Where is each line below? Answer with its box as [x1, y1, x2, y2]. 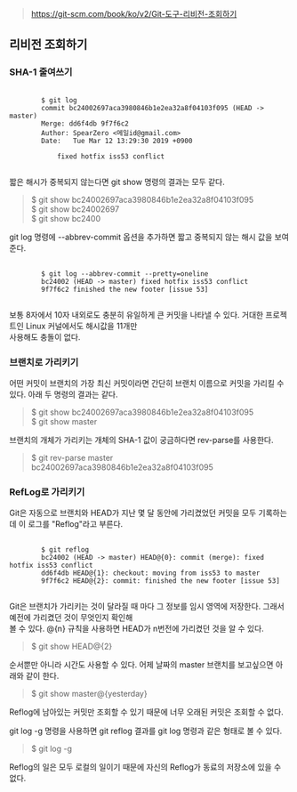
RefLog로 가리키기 [9, 485, 85, 497]
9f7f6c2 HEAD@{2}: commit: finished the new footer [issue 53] [41, 577, 280, 586]
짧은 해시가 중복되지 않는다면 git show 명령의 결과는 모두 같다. [9, 176, 225, 187]
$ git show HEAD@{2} [30, 641, 113, 652]
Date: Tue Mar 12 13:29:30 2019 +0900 [41, 136, 193, 145]
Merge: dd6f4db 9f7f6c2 [41, 119, 129, 128]
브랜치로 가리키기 [9, 356, 79, 368]
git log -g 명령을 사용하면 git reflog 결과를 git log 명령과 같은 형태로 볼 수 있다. [9, 725, 283, 737]
